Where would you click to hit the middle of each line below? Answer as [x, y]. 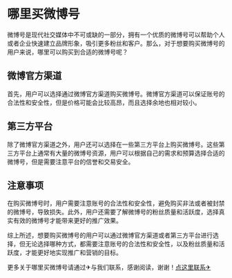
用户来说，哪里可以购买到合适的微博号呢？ [68, 52]
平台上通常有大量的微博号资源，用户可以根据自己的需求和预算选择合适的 [122, 153]
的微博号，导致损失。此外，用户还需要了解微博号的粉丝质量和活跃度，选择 [113, 212]
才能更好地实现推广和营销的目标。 [74, 252]
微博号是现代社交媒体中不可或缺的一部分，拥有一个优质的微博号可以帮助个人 [116, 35]
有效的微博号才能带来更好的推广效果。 [67, 221]
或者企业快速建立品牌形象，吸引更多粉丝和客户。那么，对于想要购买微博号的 [116, 43]
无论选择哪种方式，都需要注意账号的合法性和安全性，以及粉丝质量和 [122, 244]
